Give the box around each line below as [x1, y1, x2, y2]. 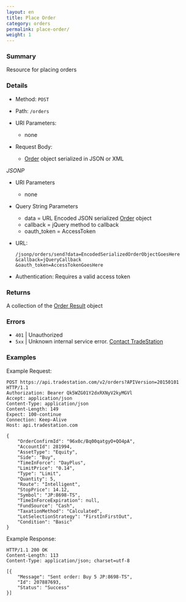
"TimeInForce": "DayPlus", [17, 459, 86, 466]
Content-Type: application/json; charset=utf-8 [6, 557, 130, 564]
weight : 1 [6, 32, 32, 38]
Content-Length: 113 [6, 552, 59, 558]
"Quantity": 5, [17, 475, 56, 482]
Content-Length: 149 [6, 406, 59, 412]
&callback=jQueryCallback [15, 256, 81, 263]
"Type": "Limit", [17, 471, 62, 477]
